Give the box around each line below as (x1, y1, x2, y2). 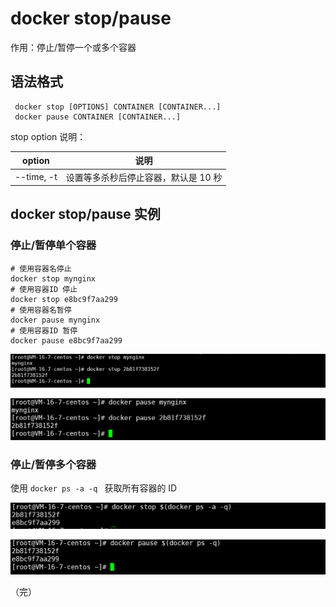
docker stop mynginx (10, 273, 97, 284)
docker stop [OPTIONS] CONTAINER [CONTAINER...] (14, 102, 222, 112)
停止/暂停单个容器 (10, 238, 97, 252)
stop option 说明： (10, 130, 87, 142)
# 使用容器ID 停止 (10, 284, 78, 294)
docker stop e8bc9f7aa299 (10, 294, 118, 304)
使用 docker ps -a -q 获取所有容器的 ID (10, 482, 178, 494)
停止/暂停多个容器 (10, 457, 97, 471)
